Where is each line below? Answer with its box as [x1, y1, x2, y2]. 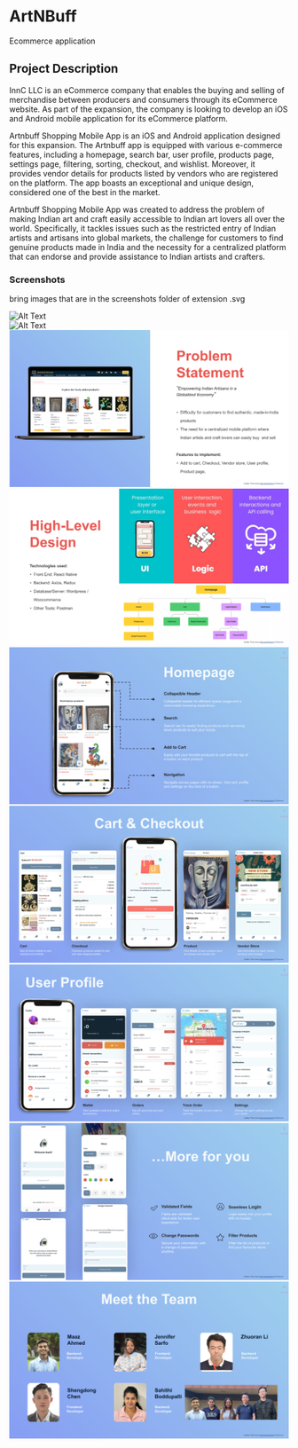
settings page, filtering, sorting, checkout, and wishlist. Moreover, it [9, 158, 255, 169]
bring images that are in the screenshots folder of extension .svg [9, 294, 246, 304]
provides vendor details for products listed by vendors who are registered [9, 168, 278, 178]
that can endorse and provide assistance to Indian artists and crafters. [9, 251, 266, 262]
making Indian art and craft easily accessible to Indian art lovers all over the [9, 213, 286, 224]
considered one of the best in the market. [9, 186, 161, 197]
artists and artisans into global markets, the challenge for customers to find [9, 232, 284, 243]
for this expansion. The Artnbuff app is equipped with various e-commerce [9, 139, 283, 150]
